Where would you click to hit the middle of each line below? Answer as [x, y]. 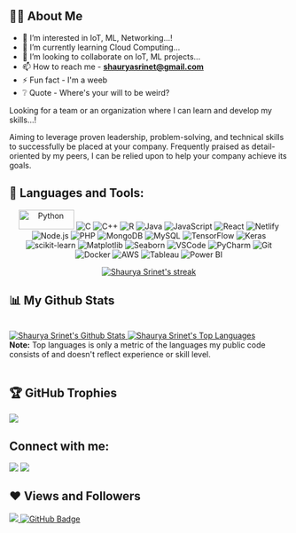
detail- [264, 146]
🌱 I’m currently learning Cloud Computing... [101, 47]
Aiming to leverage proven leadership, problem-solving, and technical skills [147, 137]
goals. [20, 165]
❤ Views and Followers [75, 496]
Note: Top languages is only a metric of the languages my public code [137, 345]
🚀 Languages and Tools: [77, 193]
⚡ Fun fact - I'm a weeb [65, 80]
